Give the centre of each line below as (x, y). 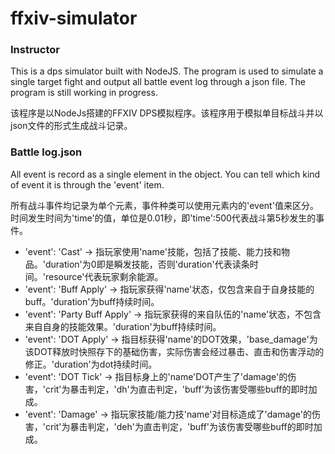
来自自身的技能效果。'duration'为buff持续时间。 (123, 326)
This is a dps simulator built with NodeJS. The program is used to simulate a (167, 71)
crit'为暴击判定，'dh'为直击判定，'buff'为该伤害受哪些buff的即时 (176, 389)
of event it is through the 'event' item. (87, 184)
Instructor (35, 50)
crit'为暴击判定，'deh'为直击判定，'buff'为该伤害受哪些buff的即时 (179, 426)
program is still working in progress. (84, 93)
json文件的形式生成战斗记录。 (71, 126)
